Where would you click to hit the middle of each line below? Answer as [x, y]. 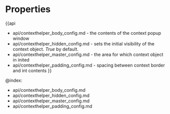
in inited [21, 60]
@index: [14, 80]
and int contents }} [32, 70]
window [21, 38]
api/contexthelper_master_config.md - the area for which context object [88, 54]
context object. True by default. [45, 49]
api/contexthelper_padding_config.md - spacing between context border [89, 65]
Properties [28, 9]
